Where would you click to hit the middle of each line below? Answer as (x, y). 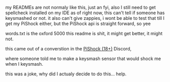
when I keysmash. (24, 64)
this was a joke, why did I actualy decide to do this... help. (66, 74)
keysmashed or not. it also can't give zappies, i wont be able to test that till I (85, 18)
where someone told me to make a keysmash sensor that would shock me (83, 59)
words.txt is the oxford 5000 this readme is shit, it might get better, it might (84, 33)
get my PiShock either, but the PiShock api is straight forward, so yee (78, 23)
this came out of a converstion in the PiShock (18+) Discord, (68, 49)
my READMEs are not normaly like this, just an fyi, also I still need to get (81, 7)
